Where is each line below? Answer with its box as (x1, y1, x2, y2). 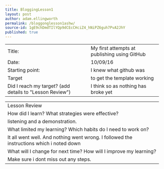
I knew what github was (90, 67, 145, 73)
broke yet (90, 89, 113, 95)
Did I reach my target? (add (7, 83, 70, 89)
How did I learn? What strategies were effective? (7, 110, 119, 117)
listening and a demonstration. (7, 118, 77, 125)
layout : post (5, 12, 32, 17)
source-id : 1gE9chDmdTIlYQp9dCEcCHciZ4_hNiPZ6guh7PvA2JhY (5, 25, 125, 30)
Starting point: (7, 67, 40, 73)
